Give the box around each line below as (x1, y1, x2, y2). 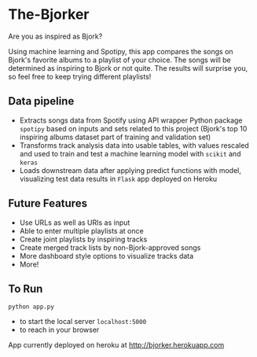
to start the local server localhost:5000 (19, 317, 147, 326)
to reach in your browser (19, 325, 100, 335)
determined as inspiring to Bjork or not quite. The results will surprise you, (8, 63, 248, 72)
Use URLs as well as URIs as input (19, 218, 130, 227)
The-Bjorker (8, 6, 90, 24)
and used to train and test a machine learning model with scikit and (19, 149, 241, 158)
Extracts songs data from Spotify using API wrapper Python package (19, 116, 243, 125)
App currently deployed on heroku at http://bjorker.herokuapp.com (8, 340, 225, 350)
